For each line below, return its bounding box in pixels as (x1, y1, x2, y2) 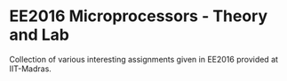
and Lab (9, 25, 69, 45)
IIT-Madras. (9, 63, 52, 74)
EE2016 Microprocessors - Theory (9, 6, 268, 26)
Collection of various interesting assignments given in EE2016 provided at (9, 54, 278, 64)
